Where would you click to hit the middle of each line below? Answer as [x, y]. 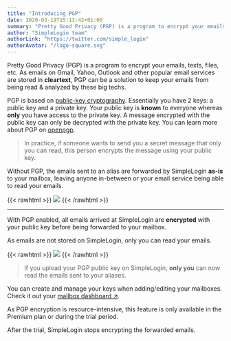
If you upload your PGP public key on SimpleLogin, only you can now [122, 268]
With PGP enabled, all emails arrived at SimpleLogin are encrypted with [109, 220]
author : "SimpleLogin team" [47, 33]
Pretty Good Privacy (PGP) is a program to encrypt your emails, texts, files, [113, 65]
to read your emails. [35, 186]
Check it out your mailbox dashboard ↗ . [64, 296]
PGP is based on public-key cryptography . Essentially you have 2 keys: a [110, 100]
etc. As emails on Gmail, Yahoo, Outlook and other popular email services [111, 72]
